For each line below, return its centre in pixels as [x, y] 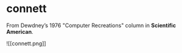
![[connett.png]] [26, 43]
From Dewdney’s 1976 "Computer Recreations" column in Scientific [91, 25]
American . [20, 31]
